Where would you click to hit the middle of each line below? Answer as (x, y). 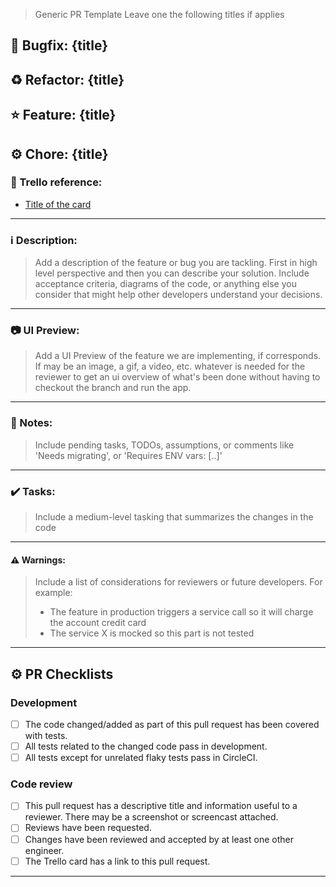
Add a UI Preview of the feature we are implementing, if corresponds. (178, 356)
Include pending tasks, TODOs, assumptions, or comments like (164, 445)
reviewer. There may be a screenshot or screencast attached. (151, 817)
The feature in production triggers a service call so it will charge (181, 612)
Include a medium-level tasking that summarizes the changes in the (174, 517)
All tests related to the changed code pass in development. (146, 746)
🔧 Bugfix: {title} (59, 45)
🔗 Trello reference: (56, 182)
